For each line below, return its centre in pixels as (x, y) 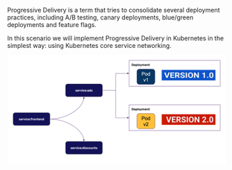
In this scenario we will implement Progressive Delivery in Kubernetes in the (116, 38)
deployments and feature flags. (52, 25)
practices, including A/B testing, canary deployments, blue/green (100, 17)
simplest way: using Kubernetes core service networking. (89, 45)
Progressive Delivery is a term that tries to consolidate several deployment (114, 10)
